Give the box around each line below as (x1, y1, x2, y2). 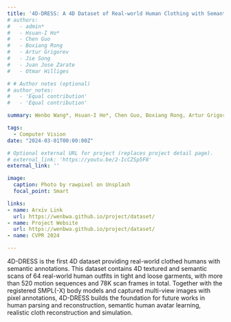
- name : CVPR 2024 (7, 232, 60, 239)
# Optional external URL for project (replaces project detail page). (7, 150, 214, 157)
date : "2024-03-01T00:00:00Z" (7, 137, 94, 144)
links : (7, 200, 26, 207)
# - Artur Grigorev (7, 49, 69, 56)
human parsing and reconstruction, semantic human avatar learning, (7, 301, 201, 309)
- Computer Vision (13, 130, 67, 138)
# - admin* (7, 23, 45, 30)
